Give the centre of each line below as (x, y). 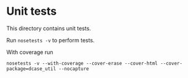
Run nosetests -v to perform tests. (51, 40)
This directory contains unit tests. (49, 28)
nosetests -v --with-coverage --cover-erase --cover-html (82, 63)
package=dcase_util (31, 69)
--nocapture (74, 69)
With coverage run (30, 52)
